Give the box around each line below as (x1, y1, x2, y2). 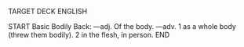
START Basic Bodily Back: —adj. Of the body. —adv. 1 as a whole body (8, 22, 237, 31)
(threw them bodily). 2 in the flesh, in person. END (8, 31, 170, 39)
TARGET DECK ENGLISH (8, 7, 88, 16)
